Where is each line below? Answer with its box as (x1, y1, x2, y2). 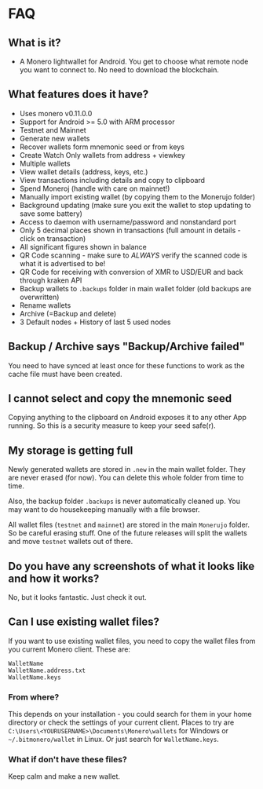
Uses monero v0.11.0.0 (19, 108, 93, 118)
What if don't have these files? (8, 754, 127, 765)
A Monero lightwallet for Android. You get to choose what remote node (19, 57, 249, 66)
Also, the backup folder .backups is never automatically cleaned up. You (8, 496, 241, 506)
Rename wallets (19, 300, 71, 310)
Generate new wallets (19, 133, 90, 143)
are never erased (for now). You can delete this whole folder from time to (8, 473, 244, 483)
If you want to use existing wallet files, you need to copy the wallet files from (8, 636, 256, 645)
